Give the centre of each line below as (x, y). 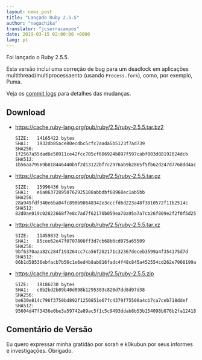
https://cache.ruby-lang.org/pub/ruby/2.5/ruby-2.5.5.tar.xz (88, 224)
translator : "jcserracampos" (43, 29)
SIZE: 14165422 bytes (45, 138)
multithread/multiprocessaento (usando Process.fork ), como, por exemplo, (99, 75)
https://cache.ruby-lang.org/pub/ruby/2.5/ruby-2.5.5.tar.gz (88, 175)
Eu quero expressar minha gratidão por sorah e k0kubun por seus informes (99, 344)
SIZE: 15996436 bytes (45, 187)
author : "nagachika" (32, 23)
